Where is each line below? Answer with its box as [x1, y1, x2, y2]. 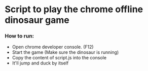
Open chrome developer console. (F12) [12, 44, 94, 50]
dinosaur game [5, 14, 69, 26]
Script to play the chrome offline [5, 4, 143, 15]
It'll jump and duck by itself [12, 60, 69, 66]
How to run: [5, 32, 34, 40]
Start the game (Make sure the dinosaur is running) [12, 49, 119, 55]
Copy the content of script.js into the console [12, 55, 107, 61]
